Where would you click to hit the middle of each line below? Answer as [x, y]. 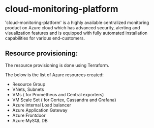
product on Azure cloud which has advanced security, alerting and [73, 27]
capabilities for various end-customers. [45, 38]
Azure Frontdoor [29, 115]
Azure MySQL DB [30, 120]
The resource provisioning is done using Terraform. [57, 65]
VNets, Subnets [28, 89]
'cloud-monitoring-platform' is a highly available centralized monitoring [77, 22]
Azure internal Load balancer [42, 105]
